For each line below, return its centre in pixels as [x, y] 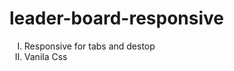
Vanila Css [45, 56]
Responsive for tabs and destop [89, 46]
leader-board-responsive [116, 18]
